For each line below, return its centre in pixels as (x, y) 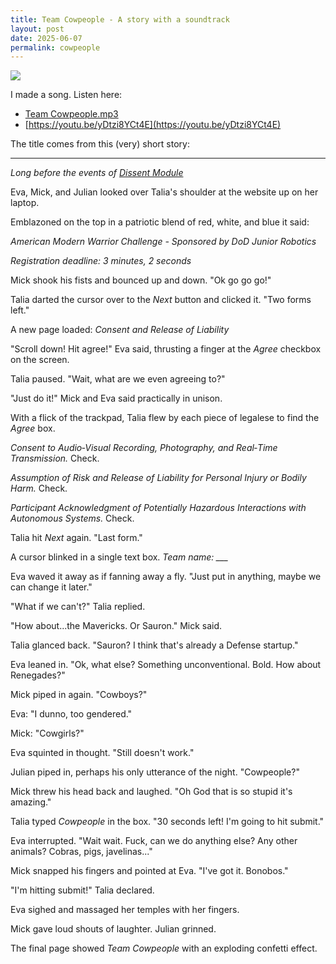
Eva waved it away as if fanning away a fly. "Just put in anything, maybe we (166, 577)
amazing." (31, 802)
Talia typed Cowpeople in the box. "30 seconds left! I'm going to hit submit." (167, 822)
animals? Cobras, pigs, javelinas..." (81, 852)
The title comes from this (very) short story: (100, 144)
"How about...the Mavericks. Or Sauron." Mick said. (116, 626)
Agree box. (33, 428)
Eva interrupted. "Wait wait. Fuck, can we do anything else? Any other (154, 841)
